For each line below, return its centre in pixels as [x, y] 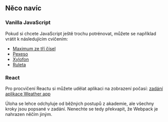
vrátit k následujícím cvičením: [37, 39]
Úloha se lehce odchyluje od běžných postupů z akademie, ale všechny [80, 103]
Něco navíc [23, 8]
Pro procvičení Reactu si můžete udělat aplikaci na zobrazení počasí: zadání [84, 88]
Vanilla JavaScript [28, 23]
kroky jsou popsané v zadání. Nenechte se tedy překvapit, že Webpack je [81, 109]
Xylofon [21, 59]
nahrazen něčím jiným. [29, 114]
